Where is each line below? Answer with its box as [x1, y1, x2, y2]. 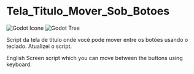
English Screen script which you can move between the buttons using [6, 54, 183, 61]
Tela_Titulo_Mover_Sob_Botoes [6, 4, 170, 18]
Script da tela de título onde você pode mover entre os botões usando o [6, 36, 188, 43]
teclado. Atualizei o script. [6, 42, 72, 50]
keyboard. [6, 61, 32, 68]
